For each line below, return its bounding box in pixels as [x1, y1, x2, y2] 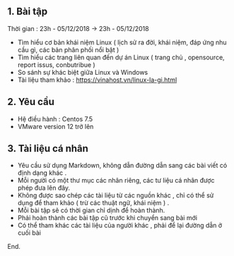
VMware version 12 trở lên [17, 122, 94, 130]
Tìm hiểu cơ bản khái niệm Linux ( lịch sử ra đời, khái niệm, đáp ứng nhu [17, 38, 228, 47]
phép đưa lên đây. [17, 183, 71, 193]
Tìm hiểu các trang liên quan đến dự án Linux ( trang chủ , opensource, [17, 53, 225, 61]
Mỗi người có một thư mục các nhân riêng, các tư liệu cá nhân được [17, 176, 215, 185]
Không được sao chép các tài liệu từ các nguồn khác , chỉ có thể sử [17, 191, 214, 200]
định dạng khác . [17, 169, 67, 177]
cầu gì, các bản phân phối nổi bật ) [17, 45, 119, 54]
